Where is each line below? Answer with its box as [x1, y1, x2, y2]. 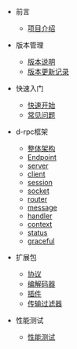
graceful [27, 236, 55, 246]
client [27, 169, 46, 179]
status [27, 228, 48, 237]
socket [27, 186, 49, 195]
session [27, 178, 53, 187]
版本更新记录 [27, 67, 69, 76]
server [27, 161, 49, 170]
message [27, 203, 57, 212]
